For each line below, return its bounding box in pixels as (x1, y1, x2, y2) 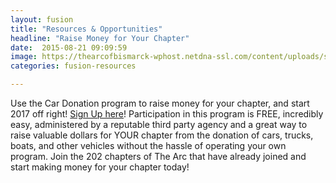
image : (10, 52, 38, 62)
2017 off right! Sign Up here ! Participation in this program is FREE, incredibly (10, 108, 324, 120)
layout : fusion (10, 14, 74, 25)
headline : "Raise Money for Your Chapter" (10, 33, 190, 43)
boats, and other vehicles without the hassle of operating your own (10, 140, 287, 151)
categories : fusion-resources (10, 61, 137, 71)
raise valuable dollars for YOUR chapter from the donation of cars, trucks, (10, 129, 314, 141)
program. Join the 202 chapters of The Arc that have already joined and (10, 151, 307, 162)
